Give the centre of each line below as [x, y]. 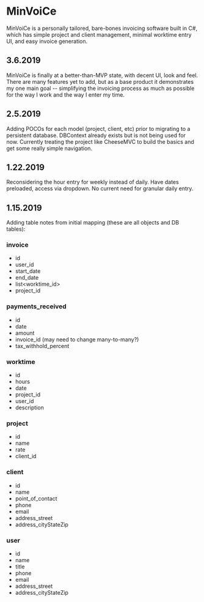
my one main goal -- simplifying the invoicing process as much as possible [100, 88]
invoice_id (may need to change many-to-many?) [77, 339]
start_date [28, 271]
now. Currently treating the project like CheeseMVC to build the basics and [100, 141]
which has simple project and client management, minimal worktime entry [99, 34]
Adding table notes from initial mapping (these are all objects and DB [93, 223]
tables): [16, 229]
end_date [27, 278]
